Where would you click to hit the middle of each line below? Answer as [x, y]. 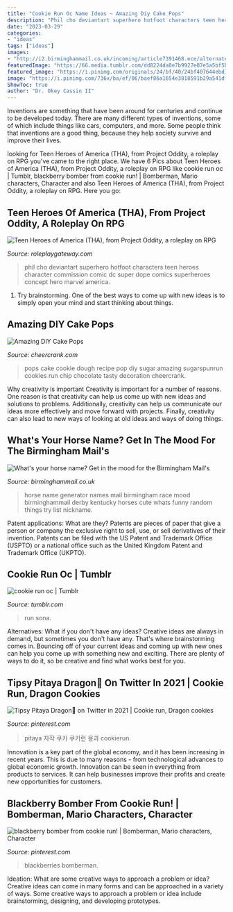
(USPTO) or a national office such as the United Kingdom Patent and [105, 545]
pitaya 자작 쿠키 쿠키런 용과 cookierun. [78, 738]
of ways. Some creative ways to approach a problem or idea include [105, 894]
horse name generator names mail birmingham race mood [107, 495]
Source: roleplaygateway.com [50, 254]
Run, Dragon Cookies [54, 694]
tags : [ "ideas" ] [31, 46]
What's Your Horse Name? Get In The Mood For [112, 441]
